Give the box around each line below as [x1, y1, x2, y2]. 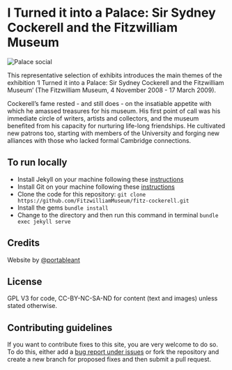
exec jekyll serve [17, 218, 71, 225]
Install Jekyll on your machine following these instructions [17, 175, 184, 183]
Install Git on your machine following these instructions [17, 183, 176, 191]
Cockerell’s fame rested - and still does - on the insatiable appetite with [7, 99, 212, 107]
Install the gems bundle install [17, 203, 109, 212]
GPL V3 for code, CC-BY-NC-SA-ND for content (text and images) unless [7, 294, 218, 302]
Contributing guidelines [7, 322, 113, 334]
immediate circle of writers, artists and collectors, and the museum [7, 114, 199, 123]
